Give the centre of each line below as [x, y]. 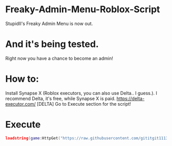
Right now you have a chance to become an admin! [59, 58]
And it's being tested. [52, 44]
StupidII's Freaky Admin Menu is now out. [49, 23]
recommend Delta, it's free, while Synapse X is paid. [60, 99]
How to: [22, 79]
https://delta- [131, 99]
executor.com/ [20, 104]
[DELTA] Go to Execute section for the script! [84, 104]
